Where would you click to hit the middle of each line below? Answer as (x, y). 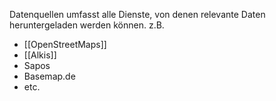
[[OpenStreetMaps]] (65, 44)
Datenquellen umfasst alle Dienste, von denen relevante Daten (137, 14)
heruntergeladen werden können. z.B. (87, 25)
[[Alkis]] (40, 55)
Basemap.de (49, 76)
